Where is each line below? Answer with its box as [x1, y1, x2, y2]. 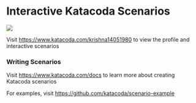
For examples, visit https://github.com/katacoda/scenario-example [6, 90, 175, 97]
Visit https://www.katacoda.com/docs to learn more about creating [6, 71, 175, 79]
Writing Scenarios [6, 57, 61, 66]
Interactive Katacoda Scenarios [6, 4, 170, 18]
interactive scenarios [6, 42, 59, 49]
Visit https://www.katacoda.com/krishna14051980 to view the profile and [6, 35, 190, 43]
